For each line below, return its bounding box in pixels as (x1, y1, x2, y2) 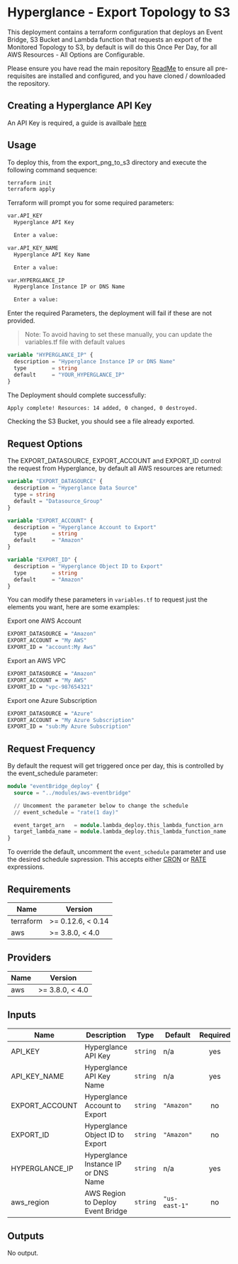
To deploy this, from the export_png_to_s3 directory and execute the (7, 157, 207, 167)
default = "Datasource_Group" (13, 497, 103, 504)
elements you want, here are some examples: (7, 603, 140, 611)
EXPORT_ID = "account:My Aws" (7, 643, 97, 651)
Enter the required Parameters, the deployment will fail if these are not (7, 309, 212, 318)
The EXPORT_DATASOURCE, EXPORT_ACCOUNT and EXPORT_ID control (7, 457, 222, 465)
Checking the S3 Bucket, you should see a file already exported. (7, 417, 195, 426)
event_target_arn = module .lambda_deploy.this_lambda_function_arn (13, 821, 223, 828)
